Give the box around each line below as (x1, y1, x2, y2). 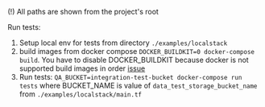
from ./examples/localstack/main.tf (19, 89, 143, 99)
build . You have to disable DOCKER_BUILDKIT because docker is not (19, 56, 249, 64)
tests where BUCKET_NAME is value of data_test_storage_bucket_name (19, 80, 258, 90)
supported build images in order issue (19, 64, 146, 73)
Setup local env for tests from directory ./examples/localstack (19, 38, 228, 47)
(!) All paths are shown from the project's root (7, 7, 159, 16)
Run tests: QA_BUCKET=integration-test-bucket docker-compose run (19, 72, 242, 81)
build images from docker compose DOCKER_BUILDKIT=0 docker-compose (19, 47, 255, 56)
